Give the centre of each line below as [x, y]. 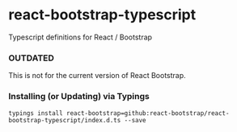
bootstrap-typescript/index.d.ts [65, 120]
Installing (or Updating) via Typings [79, 97]
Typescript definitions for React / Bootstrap [80, 37]
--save [135, 120]
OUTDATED [32, 58]
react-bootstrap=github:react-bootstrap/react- [148, 113]
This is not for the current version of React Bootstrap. [97, 76]
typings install [36, 113]
